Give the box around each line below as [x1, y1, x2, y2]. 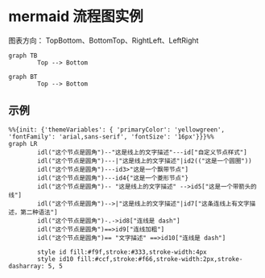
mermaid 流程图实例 [8, 7, 143, 26]
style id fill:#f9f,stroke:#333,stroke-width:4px [37, 247, 207, 256]
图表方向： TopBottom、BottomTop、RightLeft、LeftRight [8, 35, 199, 45]
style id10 [37, 255, 74, 263]
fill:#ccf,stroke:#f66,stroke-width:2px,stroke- [77, 255, 243, 263]
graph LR [8, 139, 38, 147]
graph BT [8, 73, 38, 81]
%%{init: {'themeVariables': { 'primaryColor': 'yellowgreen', [8, 126, 226, 134]
